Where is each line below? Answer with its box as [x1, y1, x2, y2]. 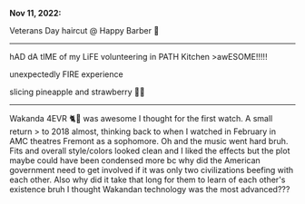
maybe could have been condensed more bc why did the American [9, 155, 261, 166]
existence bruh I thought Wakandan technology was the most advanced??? [9, 184, 290, 194]
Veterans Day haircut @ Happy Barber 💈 [9, 25, 160, 35]
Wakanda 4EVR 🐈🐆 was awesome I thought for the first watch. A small [9, 113, 273, 123]
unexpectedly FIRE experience [9, 69, 124, 80]
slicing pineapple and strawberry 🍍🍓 [9, 86, 145, 97]
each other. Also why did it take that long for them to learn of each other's [9, 174, 286, 185]
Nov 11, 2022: [9, 8, 62, 18]
